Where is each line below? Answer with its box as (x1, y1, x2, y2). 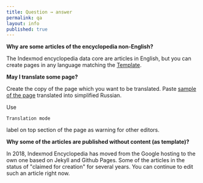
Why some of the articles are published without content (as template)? (6, 138, 190, 146)
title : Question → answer (6, 9, 72, 15)
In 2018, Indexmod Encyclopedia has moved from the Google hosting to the (6, 150, 196, 157)
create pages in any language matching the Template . (6, 61, 142, 69)
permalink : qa (6, 15, 43, 21)
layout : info (6, 20, 40, 26)
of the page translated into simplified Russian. (6, 91, 122, 99)
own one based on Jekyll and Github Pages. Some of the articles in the (6, 157, 185, 164)
